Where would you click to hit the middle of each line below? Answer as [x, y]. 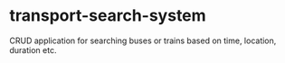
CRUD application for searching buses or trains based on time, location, [143, 40]
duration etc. [33, 49]
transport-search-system [108, 16]
